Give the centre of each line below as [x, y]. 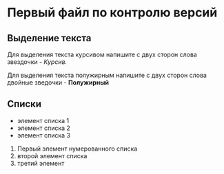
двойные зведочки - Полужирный [58, 83]
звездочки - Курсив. [37, 62]
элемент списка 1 [43, 120]
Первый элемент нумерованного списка [77, 149]
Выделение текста [49, 38]
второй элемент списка [52, 155]
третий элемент [41, 163]
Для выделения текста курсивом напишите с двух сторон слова [102, 54]
